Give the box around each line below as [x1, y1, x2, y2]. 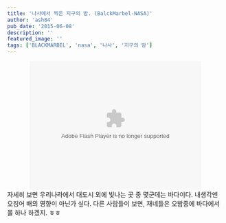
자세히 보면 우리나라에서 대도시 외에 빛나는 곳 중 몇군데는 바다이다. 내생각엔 [7, 191, 218, 199]
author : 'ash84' [7, 16, 54, 23]
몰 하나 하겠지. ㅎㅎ [7, 209, 61, 217]
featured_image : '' [7, 36, 63, 43]
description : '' [7, 29, 54, 36]
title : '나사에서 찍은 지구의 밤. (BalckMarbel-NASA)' [7, 10, 153, 17]
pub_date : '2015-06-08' [7, 23, 76, 30]
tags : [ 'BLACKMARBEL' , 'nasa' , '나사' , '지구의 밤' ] [7, 42, 152, 49]
